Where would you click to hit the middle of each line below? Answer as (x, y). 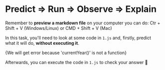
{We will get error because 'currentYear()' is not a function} (66, 53)
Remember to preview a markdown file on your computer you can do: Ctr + (83, 23)
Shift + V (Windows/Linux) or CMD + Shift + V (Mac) (59, 28)
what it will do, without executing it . (42, 43)
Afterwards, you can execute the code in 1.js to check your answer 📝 (77, 62)
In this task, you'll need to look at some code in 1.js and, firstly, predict (78, 38)
